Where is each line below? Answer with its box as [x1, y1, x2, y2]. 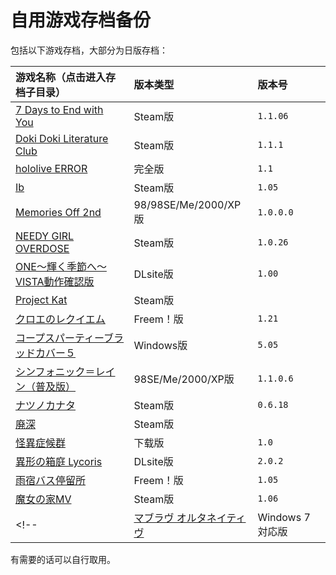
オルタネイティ [176, 511, 247, 525]
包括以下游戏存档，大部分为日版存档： [10, 44, 168, 56]
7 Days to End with [15, 102, 104, 116]
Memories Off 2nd [15, 205, 102, 219]
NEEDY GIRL [15, 229, 75, 243]
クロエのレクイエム [15, 312, 106, 326]
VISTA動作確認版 [15, 274, 95, 288]
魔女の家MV [15, 492, 72, 506]
